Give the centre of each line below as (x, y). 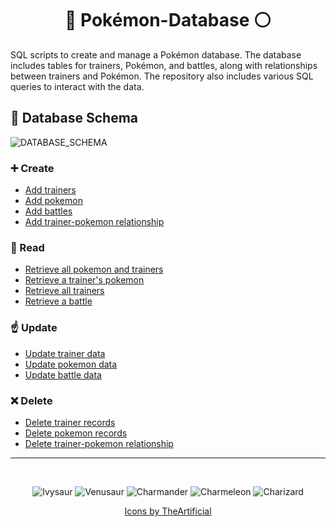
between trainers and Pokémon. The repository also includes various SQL (162, 76)
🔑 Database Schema (74, 118)
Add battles (48, 211)
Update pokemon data (71, 364)
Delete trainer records (70, 422)
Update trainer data (65, 353)
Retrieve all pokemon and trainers (94, 269)
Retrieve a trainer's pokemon (84, 280)
